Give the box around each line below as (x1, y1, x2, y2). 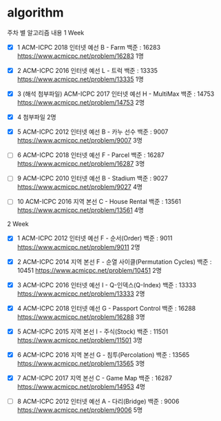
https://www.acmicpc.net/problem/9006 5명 (17, 405, 143, 414)
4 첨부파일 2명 (17, 113, 56, 121)
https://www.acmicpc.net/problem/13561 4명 (17, 206, 145, 214)
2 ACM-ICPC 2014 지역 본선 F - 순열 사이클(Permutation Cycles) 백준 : (17, 257, 212, 266)
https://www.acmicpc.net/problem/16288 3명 (17, 312, 146, 321)
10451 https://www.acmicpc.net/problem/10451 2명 (17, 266, 162, 274)
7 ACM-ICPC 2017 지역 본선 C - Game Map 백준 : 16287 (17, 373, 172, 382)
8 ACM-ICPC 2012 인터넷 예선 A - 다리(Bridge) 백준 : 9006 (17, 397, 180, 405)
